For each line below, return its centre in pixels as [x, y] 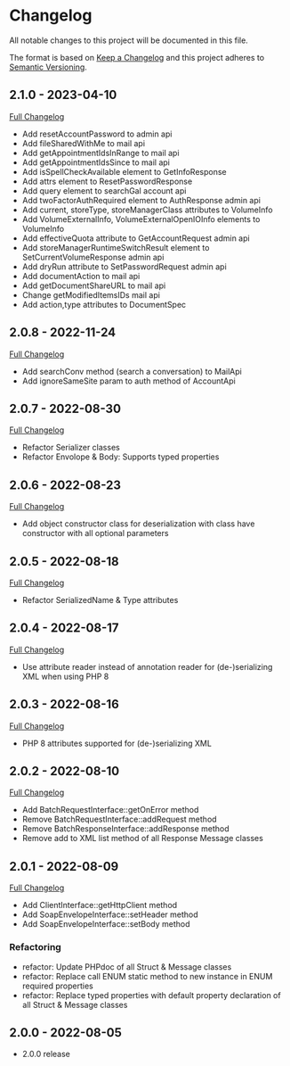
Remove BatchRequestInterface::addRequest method [119, 819]
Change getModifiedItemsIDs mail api [91, 294]
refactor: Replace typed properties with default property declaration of [152, 995]
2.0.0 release [46, 1054]
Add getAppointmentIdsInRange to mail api [101, 153]
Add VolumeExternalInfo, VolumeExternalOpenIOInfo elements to [141, 219]
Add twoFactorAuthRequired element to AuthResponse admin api [141, 200]
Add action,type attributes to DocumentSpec [104, 304]
